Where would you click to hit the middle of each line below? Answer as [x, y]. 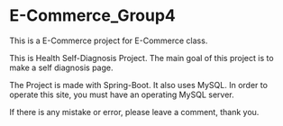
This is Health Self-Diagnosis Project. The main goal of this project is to [141, 58]
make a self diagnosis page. [61, 67]
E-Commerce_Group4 [92, 16]
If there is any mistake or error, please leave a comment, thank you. [134, 112]
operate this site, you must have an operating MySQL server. [122, 94]
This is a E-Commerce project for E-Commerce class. [109, 40]
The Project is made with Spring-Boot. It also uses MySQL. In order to [139, 85]
